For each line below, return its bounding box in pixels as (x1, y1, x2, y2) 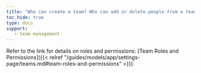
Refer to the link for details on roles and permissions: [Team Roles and (6, 47, 179, 54)
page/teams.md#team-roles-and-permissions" (6, 60, 122, 68)
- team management (14, 31, 60, 37)
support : (6, 25, 28, 32)
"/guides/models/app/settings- (63, 54, 141, 61)
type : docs (6, 20, 33, 26)
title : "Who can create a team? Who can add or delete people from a (6, 8, 184, 15)
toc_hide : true (6, 14, 44, 20)
